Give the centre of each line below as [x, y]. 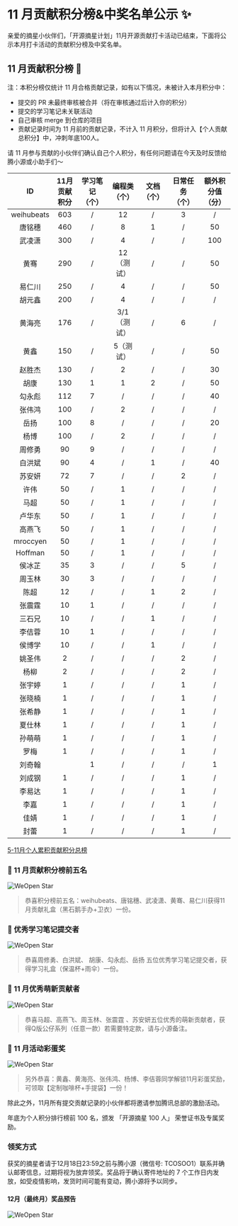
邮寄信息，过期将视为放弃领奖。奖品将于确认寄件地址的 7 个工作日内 [113, 1172]
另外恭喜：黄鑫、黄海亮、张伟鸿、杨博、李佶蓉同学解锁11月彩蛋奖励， [126, 1079]
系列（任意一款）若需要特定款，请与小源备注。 [123, 1028]
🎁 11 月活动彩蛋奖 [36, 1048]
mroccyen [30, 541]
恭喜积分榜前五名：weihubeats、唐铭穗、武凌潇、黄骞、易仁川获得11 [125, 901]
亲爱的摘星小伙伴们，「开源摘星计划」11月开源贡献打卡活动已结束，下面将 [114, 35]
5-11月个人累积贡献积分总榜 [47, 850]
